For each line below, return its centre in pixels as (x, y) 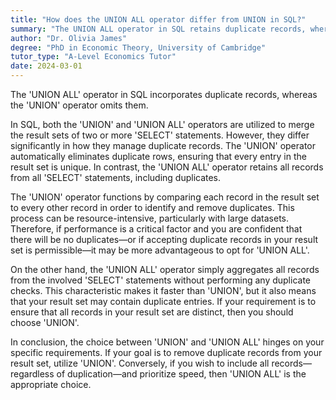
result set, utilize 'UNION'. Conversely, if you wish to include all (140, 363)
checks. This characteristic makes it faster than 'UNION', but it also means (163, 290)
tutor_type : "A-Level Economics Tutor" (93, 57)
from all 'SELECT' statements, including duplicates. (116, 177)
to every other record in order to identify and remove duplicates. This (152, 207)
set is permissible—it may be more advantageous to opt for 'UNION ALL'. (160, 250)
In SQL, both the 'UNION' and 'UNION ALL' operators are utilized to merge (162, 124)
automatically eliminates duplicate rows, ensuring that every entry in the (158, 156)
